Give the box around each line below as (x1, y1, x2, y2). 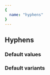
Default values (5, 51, 41, 58)
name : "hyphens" (9, 12, 43, 17)
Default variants (5, 64, 45, 71)
